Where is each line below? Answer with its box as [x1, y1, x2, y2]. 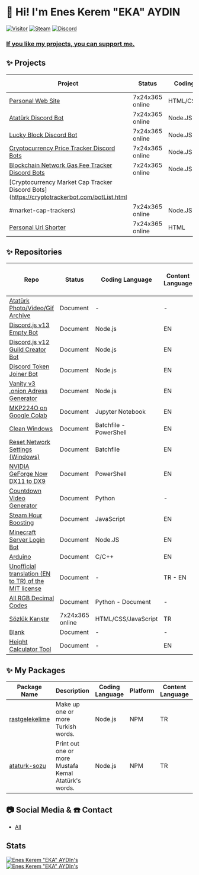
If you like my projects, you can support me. [6, 40, 135, 48]
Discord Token [9, 362, 50, 371]
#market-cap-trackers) [9, 206, 76, 214]
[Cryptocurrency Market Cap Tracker [9, 178, 113, 186]
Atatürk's [55, 777, 81, 785]
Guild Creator [9, 346, 46, 354]
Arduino [9, 553, 31, 561]
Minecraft [9, 528, 36, 536]
